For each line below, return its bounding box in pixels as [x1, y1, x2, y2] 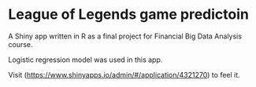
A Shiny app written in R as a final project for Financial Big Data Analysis [8, 31, 243, 41]
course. [8, 39, 33, 49]
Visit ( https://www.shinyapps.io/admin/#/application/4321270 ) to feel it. [8, 70, 240, 79]
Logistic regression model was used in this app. [8, 55, 163, 64]
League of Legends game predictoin [8, 5, 250, 24]
